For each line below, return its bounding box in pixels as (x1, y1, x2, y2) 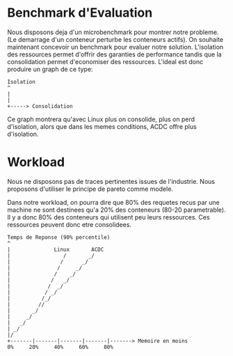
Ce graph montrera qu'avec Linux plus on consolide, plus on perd (7, 115, 195, 123)
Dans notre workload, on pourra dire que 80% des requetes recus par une (7, 198, 220, 206)
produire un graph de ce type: (7, 65, 93, 73)
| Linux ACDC (7, 246, 104, 253)
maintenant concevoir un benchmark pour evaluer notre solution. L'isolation (7, 42, 224, 51)
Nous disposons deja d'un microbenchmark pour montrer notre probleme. (7, 28, 219, 36)
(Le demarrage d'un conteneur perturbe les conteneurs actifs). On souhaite (7, 35, 224, 43)
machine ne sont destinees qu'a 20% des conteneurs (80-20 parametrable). (7, 206, 226, 214)
